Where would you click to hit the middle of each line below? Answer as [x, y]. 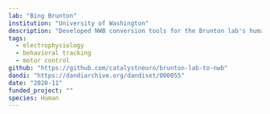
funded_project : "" [41, 90]
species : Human [34, 98]
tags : [17, 38]
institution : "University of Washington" [79, 23]
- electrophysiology [50, 46]
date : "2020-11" [35, 83]
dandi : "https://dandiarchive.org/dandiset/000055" [96, 75]
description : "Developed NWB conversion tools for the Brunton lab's [127, 31]
